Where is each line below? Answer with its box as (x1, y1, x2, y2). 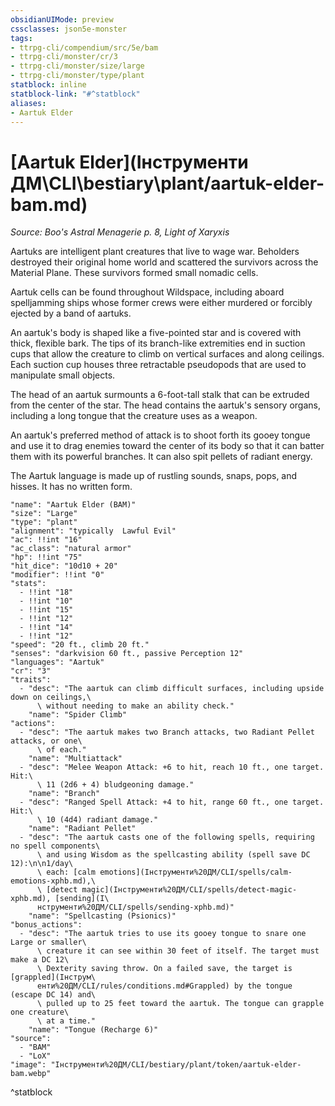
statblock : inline (10, 80, 87, 90)
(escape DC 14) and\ (10, 990, 97, 1000)
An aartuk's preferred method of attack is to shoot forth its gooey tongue (10, 429, 311, 441)
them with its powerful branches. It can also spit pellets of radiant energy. (10, 451, 313, 463)
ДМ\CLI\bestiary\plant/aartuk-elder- (10, 172, 325, 195)
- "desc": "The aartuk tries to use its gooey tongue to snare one (19, 929, 307, 939)
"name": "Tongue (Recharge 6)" (28, 1025, 159, 1035)
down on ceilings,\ (10, 692, 92, 703)
